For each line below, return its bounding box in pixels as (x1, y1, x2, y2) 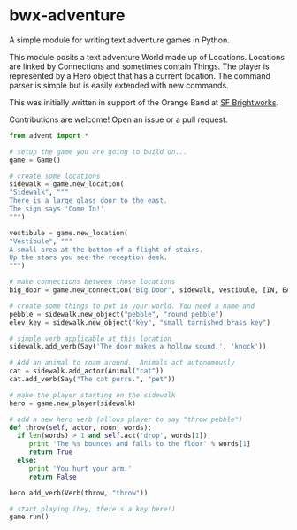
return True (28, 448, 73, 457)
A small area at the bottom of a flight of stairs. (9, 245, 203, 254)
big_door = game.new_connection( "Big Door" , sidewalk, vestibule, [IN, (9, 286, 278, 295)
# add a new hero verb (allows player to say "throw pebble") (9, 415, 243, 424)
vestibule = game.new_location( (9, 228, 128, 237)
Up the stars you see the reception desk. (9, 253, 168, 262)
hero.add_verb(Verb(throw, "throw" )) (9, 488, 148, 497)
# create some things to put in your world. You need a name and (9, 302, 255, 311)
